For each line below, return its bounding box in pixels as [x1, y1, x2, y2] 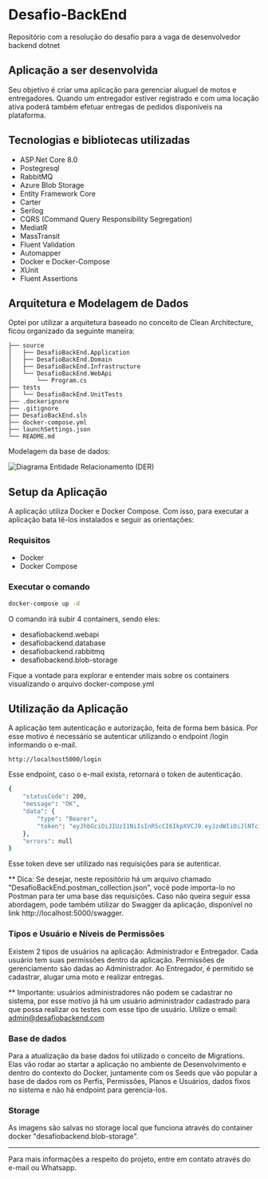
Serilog [19, 205, 44, 215]
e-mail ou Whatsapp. [8, 1163, 77, 1173]
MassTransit [19, 231, 61, 240]
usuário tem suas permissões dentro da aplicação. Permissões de [8, 955, 225, 964]
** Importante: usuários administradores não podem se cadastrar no [8, 987, 233, 997]
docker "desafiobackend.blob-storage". [8, 1132, 139, 1141]
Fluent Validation [19, 240, 76, 249]
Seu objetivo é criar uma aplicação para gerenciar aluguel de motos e [8, 85, 237, 94]
